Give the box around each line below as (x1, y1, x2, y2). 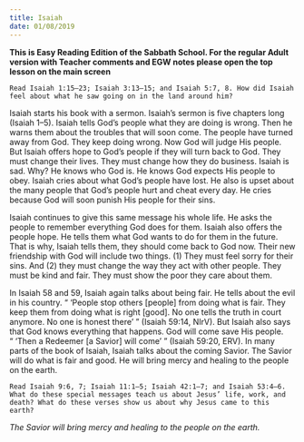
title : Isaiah (9, 13, 64, 23)
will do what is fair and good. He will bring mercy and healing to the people (9, 355, 289, 366)
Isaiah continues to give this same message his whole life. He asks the (9, 211, 272, 222)
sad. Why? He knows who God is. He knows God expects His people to (9, 165, 276, 176)
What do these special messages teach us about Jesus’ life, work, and (9, 389, 286, 399)
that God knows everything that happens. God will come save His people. (9, 326, 284, 337)
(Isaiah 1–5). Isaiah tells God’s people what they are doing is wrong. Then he (9, 117, 293, 128)
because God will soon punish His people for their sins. (9, 194, 216, 205)
